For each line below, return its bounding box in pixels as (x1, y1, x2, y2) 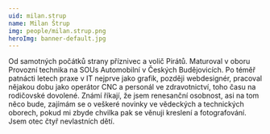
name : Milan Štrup (8, 19, 70, 27)
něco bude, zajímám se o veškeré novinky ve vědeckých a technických (8, 99, 244, 109)
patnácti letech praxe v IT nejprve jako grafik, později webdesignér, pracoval (8, 73, 263, 83)
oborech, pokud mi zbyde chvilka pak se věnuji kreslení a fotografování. (8, 108, 247, 118)
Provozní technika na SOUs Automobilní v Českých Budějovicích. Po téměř (8, 65, 256, 75)
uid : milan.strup (8, 11, 67, 20)
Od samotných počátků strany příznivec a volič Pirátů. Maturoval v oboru (8, 57, 251, 66)
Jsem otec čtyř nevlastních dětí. (8, 116, 115, 126)
